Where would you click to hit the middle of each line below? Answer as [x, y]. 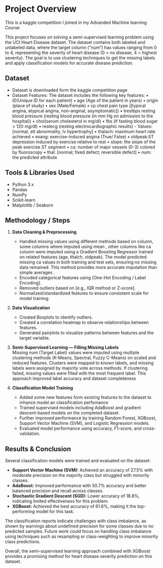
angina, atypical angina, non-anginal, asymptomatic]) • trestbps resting [84, 111]
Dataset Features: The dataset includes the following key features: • [80, 95]
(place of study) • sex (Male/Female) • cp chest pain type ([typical [79, 105]
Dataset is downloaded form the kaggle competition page [70, 90]
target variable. [35, 338]
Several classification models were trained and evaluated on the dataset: [78, 461]
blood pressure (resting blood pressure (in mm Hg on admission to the [82, 116]
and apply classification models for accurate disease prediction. [69, 63]
